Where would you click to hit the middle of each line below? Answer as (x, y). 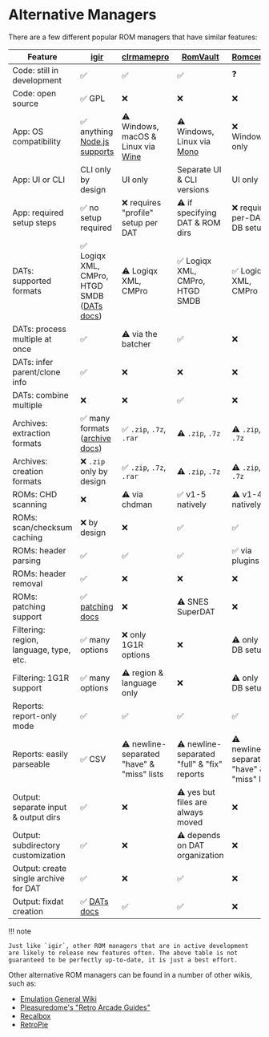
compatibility (37, 141)
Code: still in (35, 70)
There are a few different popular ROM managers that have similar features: (133, 37)
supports (97, 152)
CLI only (96, 169)
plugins (246, 561)
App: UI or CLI (39, 180)
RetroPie (34, 1024)
